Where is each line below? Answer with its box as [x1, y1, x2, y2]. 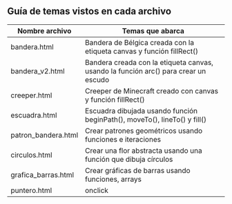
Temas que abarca [122, 26, 184, 35]
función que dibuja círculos [85, 154, 173, 164]
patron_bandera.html [10, 130, 79, 140]
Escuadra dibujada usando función [85, 106, 198, 115]
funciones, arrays [85, 174, 142, 184]
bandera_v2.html [10, 66, 65, 75]
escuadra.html [10, 110, 57, 120]
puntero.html [10, 185, 52, 195]
